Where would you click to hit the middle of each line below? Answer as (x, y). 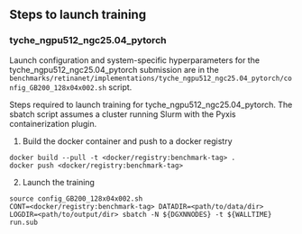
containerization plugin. (53, 123)
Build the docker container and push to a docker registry (127, 141)
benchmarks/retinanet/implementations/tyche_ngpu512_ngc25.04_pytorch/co (151, 78)
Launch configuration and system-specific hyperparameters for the (134, 60)
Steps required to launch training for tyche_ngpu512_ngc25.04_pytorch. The (151, 104)
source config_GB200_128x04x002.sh (76, 198)
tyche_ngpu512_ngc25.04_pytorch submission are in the (114, 69)
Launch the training (58, 182)
